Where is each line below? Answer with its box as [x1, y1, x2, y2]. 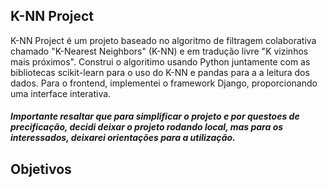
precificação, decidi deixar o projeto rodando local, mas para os [10, 121, 284, 133]
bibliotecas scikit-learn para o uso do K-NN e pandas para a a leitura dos [10, 66, 310, 78]
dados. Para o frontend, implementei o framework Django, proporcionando [10, 77, 318, 89]
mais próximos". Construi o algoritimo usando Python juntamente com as [10, 55, 311, 68]
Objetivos [10, 160, 72, 178]
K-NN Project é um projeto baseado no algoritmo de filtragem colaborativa [10, 34, 317, 46]
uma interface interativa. [10, 87, 112, 99]
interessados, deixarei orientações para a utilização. [10, 132, 236, 144]
